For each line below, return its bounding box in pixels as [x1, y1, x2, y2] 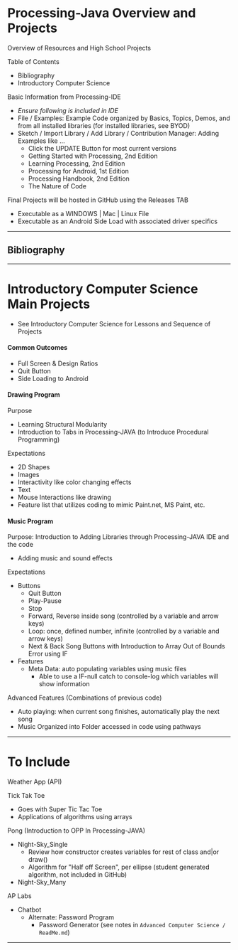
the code [7, 540, 34, 549]
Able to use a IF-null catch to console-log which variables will [38, 672, 219, 681]
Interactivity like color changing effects [17, 478, 132, 486]
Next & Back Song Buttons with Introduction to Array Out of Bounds [28, 642, 225, 651]
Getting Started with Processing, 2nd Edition [28, 151, 158, 160]
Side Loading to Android [17, 374, 89, 383]
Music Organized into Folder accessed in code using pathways [17, 722, 202, 731]
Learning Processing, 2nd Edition [28, 159, 125, 168]
